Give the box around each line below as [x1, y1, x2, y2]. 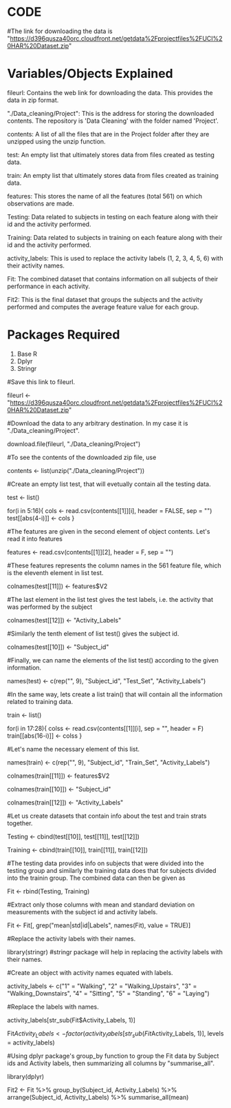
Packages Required [7, 327, 120, 343]
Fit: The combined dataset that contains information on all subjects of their [7, 274, 219, 283]
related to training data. [7, 697, 74, 705]
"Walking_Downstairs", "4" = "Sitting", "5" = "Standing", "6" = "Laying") [7, 989, 210, 997]
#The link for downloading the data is [7, 27, 113, 35]
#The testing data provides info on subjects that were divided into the [7, 859, 204, 867]
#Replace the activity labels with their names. [7, 934, 136, 943]
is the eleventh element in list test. [7, 568, 104, 576]
